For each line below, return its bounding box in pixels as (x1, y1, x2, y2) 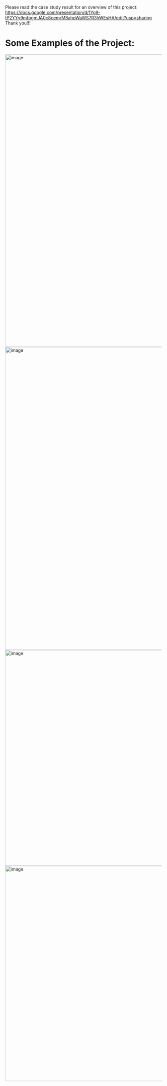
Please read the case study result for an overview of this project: (5, 4, 138, 10)
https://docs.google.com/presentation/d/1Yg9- (5, 9, 101, 15)
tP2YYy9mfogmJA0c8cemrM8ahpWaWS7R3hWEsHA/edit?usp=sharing (5, 15, 152, 20)
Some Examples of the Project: (5, 37, 135, 49)
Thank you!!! (5, 20, 31, 26)
